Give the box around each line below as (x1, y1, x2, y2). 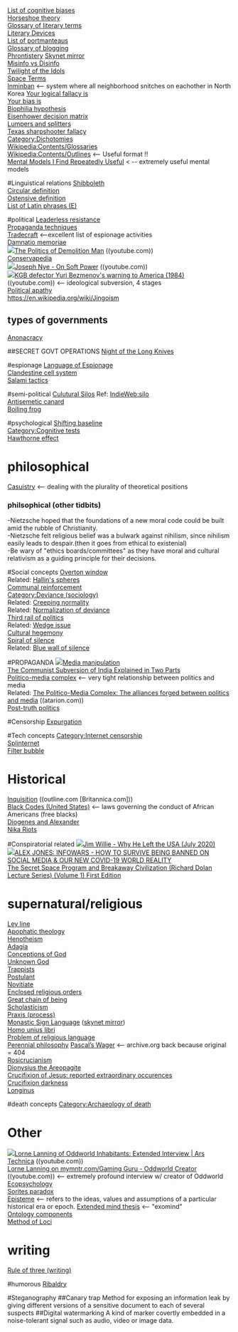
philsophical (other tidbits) (7, 500, 102, 510)
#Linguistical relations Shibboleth (7, 179, 105, 187)
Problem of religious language (7, 1033, 96, 1041)
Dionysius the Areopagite (7, 1063, 82, 1071)
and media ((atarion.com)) (7, 696, 84, 704)
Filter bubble (7, 746, 45, 755)
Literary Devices (7, 28, 55, 37)
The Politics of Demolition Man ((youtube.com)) (14, 246, 154, 255)
